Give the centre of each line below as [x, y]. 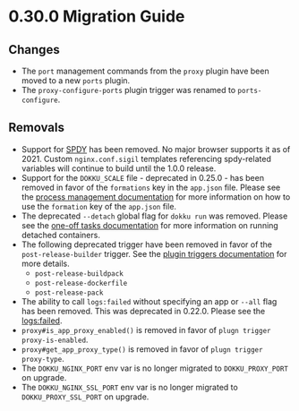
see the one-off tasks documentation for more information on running [149, 225]
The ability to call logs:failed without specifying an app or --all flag [149, 301]
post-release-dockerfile [81, 283]
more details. [46, 263]
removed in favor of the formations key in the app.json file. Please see [151, 187]
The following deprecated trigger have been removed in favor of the [147, 244]
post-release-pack [69, 293]
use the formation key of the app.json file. [98, 206]
